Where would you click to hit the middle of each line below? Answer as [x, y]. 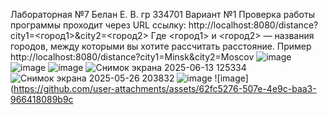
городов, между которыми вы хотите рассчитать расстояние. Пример [161, 46]
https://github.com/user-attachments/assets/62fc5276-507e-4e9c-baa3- [165, 88]
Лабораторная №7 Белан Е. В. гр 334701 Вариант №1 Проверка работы [162, 14]
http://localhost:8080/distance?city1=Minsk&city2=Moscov [132, 57]
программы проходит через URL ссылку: [98, 25]
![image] [231, 78]
